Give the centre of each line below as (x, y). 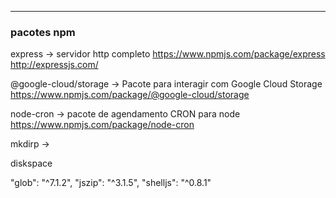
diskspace (31, 163)
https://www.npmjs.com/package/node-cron (102, 125)
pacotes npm (43, 32)
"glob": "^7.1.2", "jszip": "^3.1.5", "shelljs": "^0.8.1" (111, 183)
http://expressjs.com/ (54, 65)
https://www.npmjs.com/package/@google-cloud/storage (130, 95)
